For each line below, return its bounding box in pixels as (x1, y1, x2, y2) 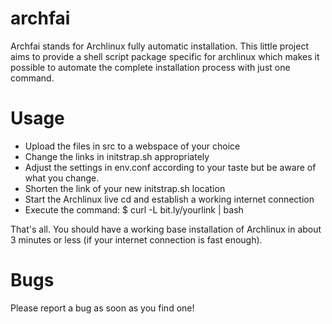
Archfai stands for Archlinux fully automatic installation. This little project (10, 40, 309, 52)
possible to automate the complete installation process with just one (10, 61, 291, 73)
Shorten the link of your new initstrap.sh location (24, 182, 226, 194)
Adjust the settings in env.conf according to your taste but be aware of (24, 161, 317, 173)
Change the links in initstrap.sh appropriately (24, 150, 210, 162)
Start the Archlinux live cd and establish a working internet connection (24, 193, 315, 205)
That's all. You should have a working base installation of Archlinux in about (10, 223, 322, 235)
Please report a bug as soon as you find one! (10, 302, 195, 314)
